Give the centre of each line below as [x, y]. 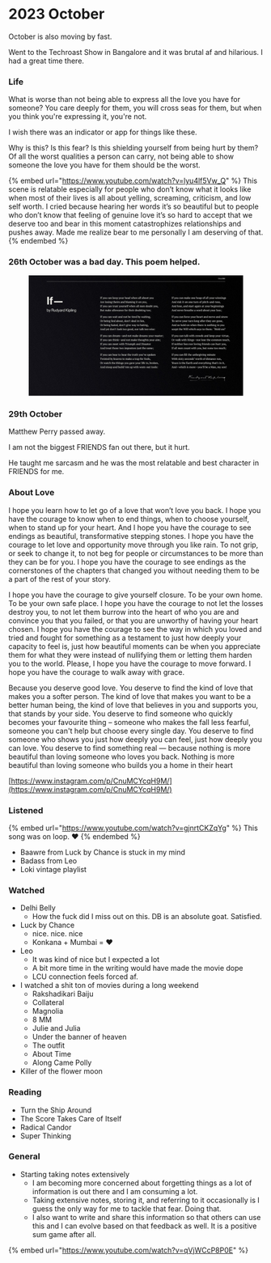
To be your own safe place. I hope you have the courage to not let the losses [136, 603]
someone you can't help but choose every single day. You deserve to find [131, 731]
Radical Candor [46, 1127]
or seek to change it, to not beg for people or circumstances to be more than [136, 553]
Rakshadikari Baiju [63, 994]
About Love [32, 493]
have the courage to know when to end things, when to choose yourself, [129, 519]
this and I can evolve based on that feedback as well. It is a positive [144, 1226]
